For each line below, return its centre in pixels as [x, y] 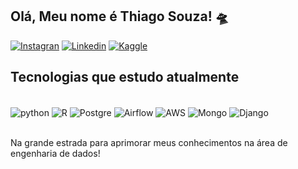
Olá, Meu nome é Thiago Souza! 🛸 [119, 16]
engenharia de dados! [55, 154]
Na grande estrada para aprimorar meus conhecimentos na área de [149, 143]
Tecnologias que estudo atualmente [125, 77]
